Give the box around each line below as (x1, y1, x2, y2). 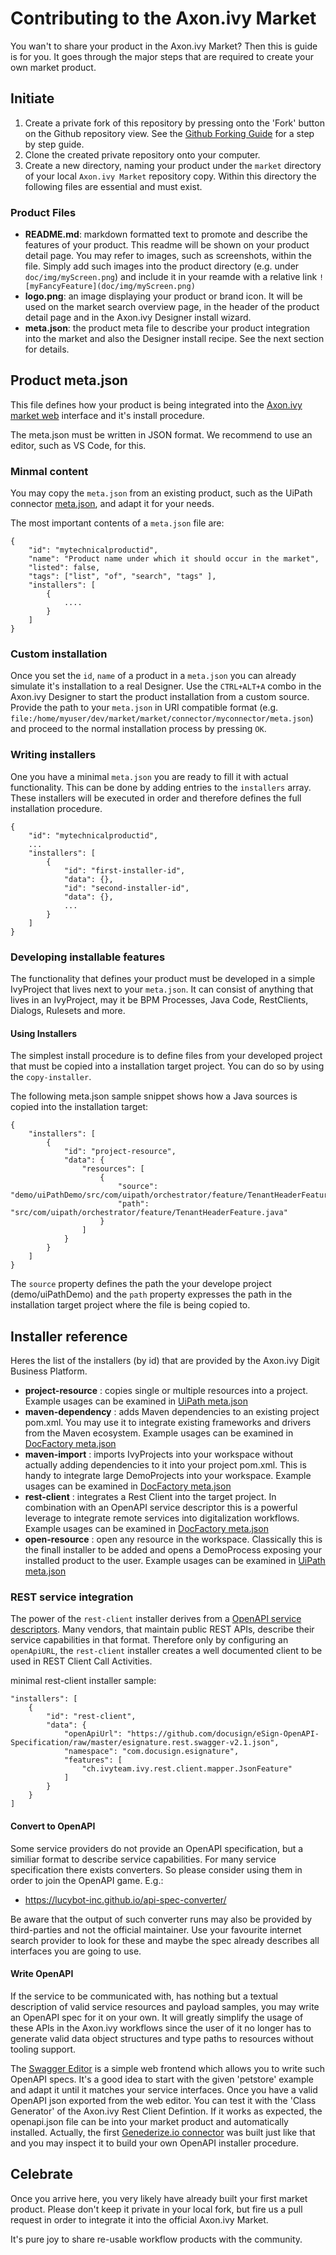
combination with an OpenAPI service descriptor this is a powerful (24, 1502, 298, 1514)
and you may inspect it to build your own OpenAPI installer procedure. (10, 2137, 299, 2149)
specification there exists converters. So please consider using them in (10, 1863, 303, 1876)
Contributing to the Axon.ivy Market (10, 7, 317, 30)
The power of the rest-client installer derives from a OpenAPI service (10, 1613, 302, 1625)
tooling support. (10, 2043, 77, 2055)
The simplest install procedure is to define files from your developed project (10, 1050, 323, 1062)
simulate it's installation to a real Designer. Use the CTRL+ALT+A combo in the (10, 680, 322, 692)
